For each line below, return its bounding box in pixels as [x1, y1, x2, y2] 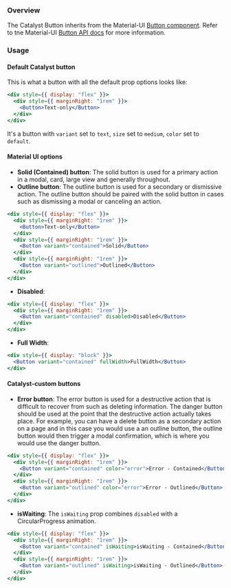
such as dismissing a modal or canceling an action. [16, 197, 162, 205]
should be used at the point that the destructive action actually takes [16, 409, 212, 418]
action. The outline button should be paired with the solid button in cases [16, 190, 224, 198]
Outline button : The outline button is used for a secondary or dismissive [16, 183, 222, 191]
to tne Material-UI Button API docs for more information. [7, 28, 166, 37]
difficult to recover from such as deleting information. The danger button [16, 402, 223, 410]
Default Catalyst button [7, 63, 76, 71]
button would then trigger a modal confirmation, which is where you [16, 432, 210, 440]
